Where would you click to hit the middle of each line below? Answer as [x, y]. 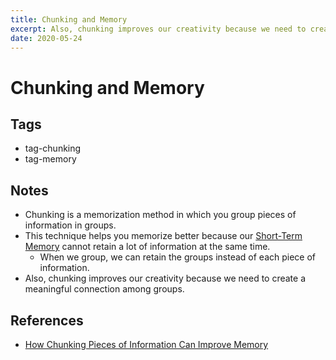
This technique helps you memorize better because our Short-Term [163, 236]
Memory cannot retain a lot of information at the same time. [147, 247]
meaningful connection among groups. [104, 289]
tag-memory [50, 159]
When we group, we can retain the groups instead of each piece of [178, 257]
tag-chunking [53, 148]
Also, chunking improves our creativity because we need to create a [165, 278]
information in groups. [70, 225]
